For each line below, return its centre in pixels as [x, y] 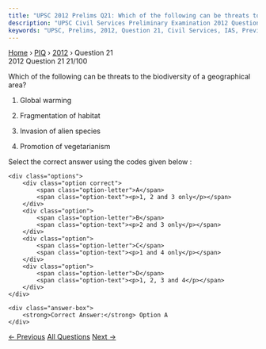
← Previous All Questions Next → [62, 337]
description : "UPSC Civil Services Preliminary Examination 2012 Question [134, 23]
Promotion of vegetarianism [65, 147]
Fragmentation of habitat [60, 116]
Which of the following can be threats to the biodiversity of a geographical [129, 77]
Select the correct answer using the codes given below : [100, 162]
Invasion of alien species [60, 131]
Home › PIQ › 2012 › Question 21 [61, 53]
